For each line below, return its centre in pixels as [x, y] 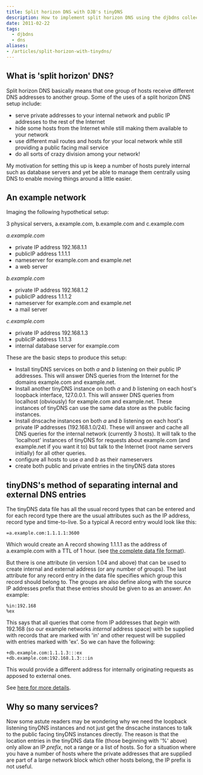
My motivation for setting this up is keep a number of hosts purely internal [98, 166]
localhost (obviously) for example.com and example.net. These [93, 401]
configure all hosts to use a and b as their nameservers [84, 460]
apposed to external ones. [39, 676]
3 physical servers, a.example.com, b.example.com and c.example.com [95, 224]
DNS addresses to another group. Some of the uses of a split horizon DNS [98, 97]
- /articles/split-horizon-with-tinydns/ [59, 52]
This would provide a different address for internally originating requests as [100, 669]
